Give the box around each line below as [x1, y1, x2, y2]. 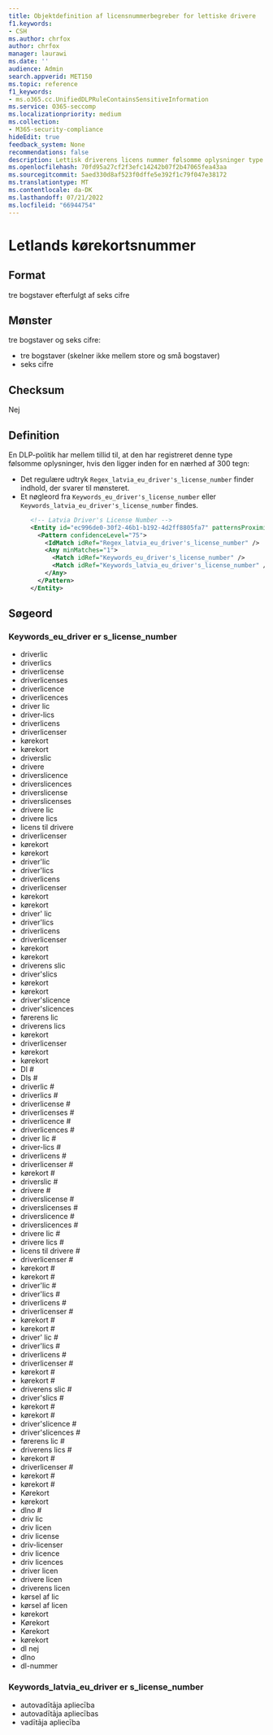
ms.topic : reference [8, 80, 79, 88]
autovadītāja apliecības [19, 1708, 99, 1718]
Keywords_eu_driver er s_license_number [8, 632, 177, 642]
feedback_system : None [8, 140, 85, 149]
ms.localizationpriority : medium [8, 111, 122, 119]
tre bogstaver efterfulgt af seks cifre [8, 290, 130, 299]
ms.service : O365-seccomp [8, 103, 96, 111]
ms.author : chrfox [8, 34, 71, 43]
